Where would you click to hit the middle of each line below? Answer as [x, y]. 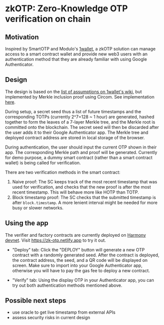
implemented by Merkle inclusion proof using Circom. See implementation [80, 97]
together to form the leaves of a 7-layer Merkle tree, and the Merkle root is [80, 122]
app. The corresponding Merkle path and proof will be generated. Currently [81, 152]
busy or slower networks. [38, 208]
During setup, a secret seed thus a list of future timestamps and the [73, 111]
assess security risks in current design [51, 318]
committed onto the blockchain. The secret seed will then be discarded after [82, 127]
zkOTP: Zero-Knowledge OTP [67, 9]
